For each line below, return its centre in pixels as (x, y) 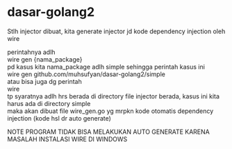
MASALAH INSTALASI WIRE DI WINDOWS (67, 139)
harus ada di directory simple (49, 103)
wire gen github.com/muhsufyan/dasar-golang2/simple (86, 74)
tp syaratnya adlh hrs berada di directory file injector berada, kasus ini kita (114, 96)
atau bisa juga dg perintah (44, 81)
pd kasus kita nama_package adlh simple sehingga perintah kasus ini (106, 67)
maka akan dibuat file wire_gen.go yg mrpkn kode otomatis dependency (110, 111)
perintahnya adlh (31, 52)
